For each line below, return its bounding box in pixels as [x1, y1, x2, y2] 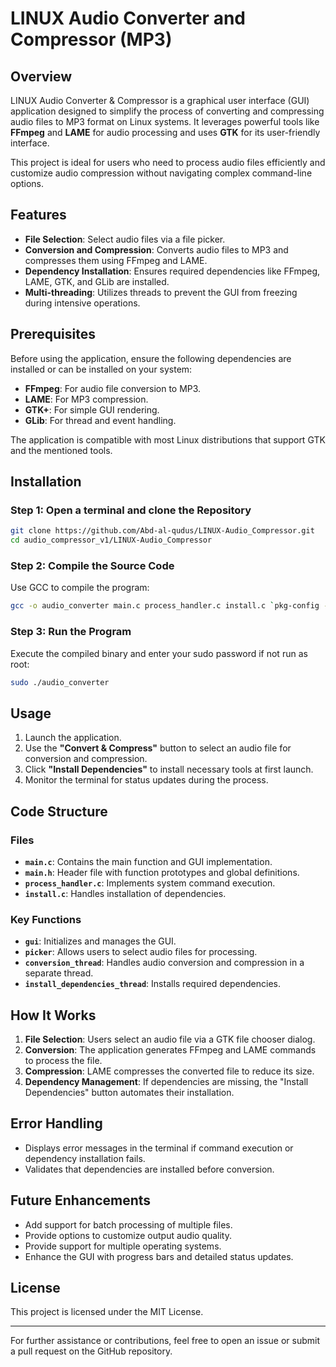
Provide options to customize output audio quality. [24, 1229, 233, 1241]
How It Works [10, 1007, 97, 1024]
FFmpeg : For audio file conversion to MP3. [24, 382, 202, 394]
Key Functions [10, 912, 82, 926]
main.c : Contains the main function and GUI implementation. [24, 855, 273, 867]
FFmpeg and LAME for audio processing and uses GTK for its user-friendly [10, 127, 321, 138]
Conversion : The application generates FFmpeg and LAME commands [24, 1044, 317, 1056]
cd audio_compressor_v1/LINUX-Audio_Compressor [10, 535, 213, 546]
